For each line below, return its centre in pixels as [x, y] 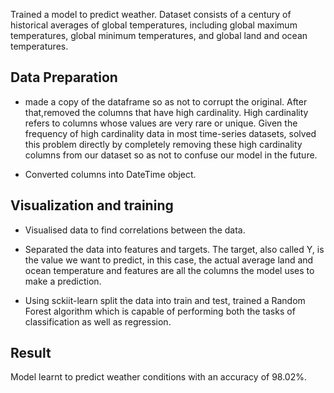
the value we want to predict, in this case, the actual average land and [169, 260]
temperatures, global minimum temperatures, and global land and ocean [159, 35]
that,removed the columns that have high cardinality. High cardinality [166, 112]
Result [31, 353]
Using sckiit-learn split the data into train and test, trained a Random [165, 300]
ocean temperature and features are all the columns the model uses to [169, 270]
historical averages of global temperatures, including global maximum [154, 25]
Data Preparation [64, 77]
